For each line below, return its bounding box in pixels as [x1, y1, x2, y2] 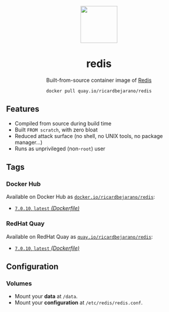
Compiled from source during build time [14, 120, 112, 127]
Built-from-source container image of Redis [46, 76, 152, 83]
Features [6, 104, 39, 114]
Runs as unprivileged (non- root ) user [14, 145, 106, 152]
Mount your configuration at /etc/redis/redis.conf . [14, 299, 143, 306]
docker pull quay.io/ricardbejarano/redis [46, 88, 152, 94]
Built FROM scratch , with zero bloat [14, 126, 98, 133]
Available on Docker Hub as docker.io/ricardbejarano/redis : [6, 193, 155, 201]
